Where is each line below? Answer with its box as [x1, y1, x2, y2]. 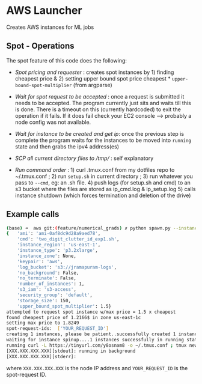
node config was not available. [14, 118, 91, 126]
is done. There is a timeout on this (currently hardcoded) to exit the [14, 106, 182, 113]
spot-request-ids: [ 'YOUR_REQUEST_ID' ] [6, 326, 109, 332]
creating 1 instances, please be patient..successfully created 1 [6, 331, 176, 337]
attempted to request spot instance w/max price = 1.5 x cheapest [6, 309, 176, 315]
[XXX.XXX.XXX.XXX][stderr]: [6, 353, 77, 359]
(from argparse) [73, 81, 112, 88]
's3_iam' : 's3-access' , [17, 287, 77, 293]
